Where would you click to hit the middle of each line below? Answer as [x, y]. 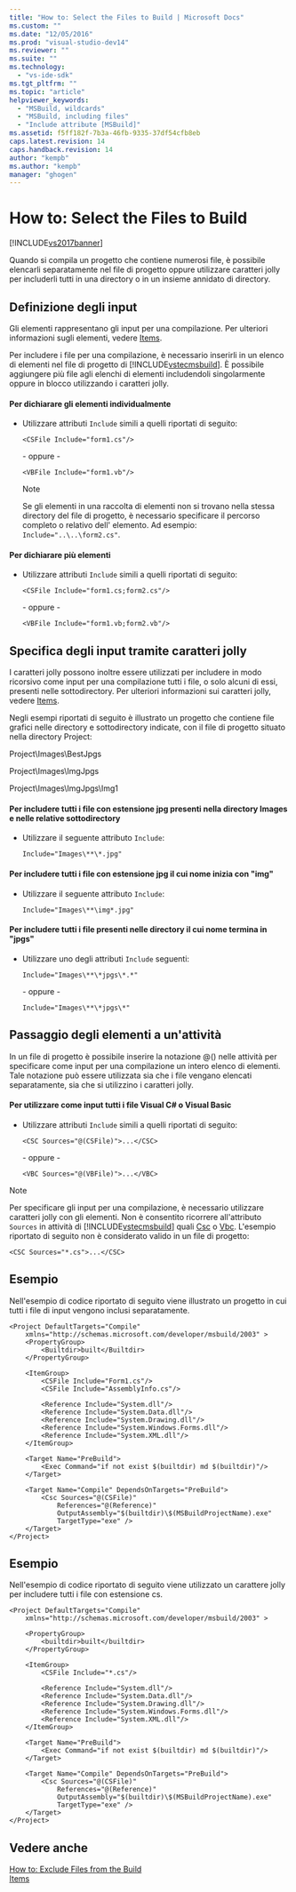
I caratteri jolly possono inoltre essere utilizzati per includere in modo [136, 673]
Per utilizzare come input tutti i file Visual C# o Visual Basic [120, 1105]
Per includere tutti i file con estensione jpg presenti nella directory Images [148, 809]
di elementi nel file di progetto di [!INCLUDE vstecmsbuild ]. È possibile [137, 364]
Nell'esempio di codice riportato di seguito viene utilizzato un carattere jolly [148, 1585]
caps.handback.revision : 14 [61, 149]
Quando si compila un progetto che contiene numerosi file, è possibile [137, 260]
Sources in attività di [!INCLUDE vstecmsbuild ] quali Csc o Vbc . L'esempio [143, 1226]
